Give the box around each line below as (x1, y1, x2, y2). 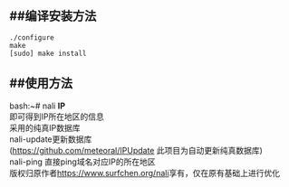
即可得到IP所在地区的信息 (9, 111, 104, 122)
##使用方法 (9, 76, 73, 91)
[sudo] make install (9, 49, 88, 58)
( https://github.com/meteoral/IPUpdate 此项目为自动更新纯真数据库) (9, 145, 263, 155)
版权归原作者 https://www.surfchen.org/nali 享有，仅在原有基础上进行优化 (9, 167, 281, 178)
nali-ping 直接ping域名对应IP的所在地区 (9, 156, 156, 167)
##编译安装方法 (9, 8, 97, 24)
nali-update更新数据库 (9, 134, 92, 145)
